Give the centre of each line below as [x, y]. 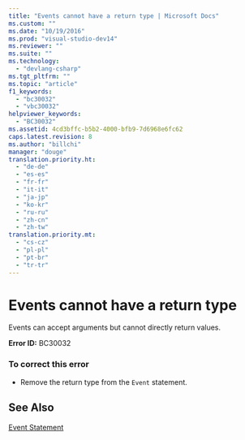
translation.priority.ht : [52, 159]
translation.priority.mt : [52, 235]
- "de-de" [32, 167]
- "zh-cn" [32, 220]
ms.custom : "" [32, 24]
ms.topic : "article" [43, 84]
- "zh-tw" [32, 227]
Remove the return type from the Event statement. [104, 382]
